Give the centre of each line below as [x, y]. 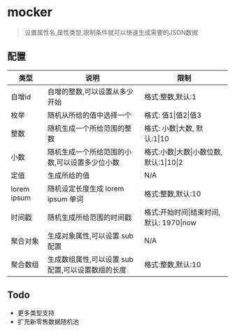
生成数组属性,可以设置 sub [91, 259]
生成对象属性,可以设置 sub [91, 236]
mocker [30, 12]
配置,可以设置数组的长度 [87, 270]
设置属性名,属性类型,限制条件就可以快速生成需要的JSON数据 [111, 32]
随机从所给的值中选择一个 [89, 115]
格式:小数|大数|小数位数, [184, 152]
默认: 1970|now [171, 222]
